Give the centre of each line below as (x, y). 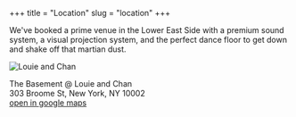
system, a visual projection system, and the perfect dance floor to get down (148, 40)
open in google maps (48, 103)
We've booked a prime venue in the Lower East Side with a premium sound (147, 30)
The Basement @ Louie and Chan (71, 84)
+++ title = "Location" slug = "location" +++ (90, 13)
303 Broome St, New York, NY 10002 (77, 93)
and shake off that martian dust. (68, 49)
